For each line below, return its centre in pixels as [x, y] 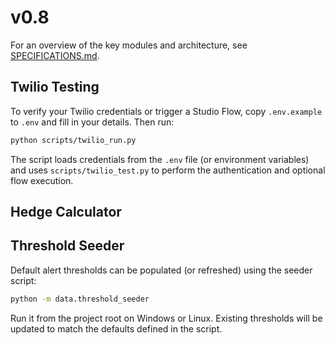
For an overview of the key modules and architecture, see [129, 45]
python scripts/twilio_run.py [73, 140]
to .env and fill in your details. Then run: [92, 122]
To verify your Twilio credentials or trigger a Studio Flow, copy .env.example [166, 111]
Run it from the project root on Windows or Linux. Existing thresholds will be [166, 318]
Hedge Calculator [66, 212]
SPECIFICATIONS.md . [55, 55]
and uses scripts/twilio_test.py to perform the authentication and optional [168, 170]
